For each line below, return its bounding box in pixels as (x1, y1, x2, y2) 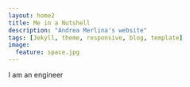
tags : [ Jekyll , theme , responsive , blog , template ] (8, 33, 183, 42)
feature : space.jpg (15, 48, 80, 56)
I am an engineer (8, 70, 64, 79)
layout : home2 (8, 11, 56, 20)
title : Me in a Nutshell (8, 19, 91, 27)
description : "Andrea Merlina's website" (8, 26, 148, 34)
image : (8, 41, 30, 49)
